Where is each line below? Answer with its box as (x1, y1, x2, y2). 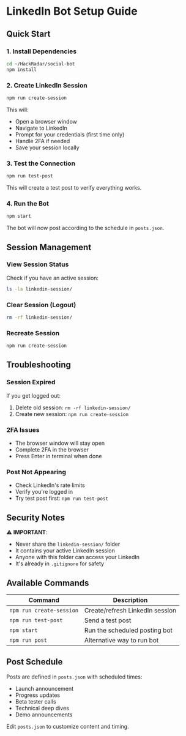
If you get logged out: (6, 392, 61, 399)
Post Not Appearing (6, 467, 66, 476)
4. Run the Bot (6, 199, 50, 207)
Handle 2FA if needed (15, 137, 70, 144)
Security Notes (6, 512, 65, 522)
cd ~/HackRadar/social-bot (6, 61, 75, 67)
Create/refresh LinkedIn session (84, 606, 176, 614)
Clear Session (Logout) (6, 300, 76, 309)
